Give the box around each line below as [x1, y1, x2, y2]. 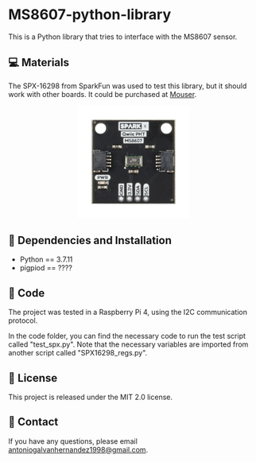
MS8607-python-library [8, 6, 172, 24]
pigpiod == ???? [19, 263, 73, 273]
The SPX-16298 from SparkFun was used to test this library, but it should [8, 81, 247, 91]
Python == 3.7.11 [19, 254, 73, 264]
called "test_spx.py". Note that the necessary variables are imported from [8, 340, 249, 349]
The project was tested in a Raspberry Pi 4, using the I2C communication [8, 308, 248, 317]
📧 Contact [8, 415, 59, 429]
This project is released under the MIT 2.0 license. [8, 392, 173, 402]
